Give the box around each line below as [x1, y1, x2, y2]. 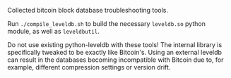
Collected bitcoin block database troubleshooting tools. [7, 6, 168, 14]
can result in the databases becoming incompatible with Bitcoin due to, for [7, 56, 224, 64]
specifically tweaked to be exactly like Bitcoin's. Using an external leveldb [7, 48, 223, 56]
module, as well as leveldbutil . [7, 27, 100, 35]
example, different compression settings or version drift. [7, 63, 171, 71]
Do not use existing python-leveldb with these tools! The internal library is [7, 41, 223, 48]
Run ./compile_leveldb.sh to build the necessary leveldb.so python [7, 20, 206, 27]
